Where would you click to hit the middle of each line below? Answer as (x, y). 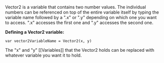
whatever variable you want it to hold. (43, 55)
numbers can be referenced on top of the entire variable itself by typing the (82, 12)
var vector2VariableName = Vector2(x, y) (49, 41)
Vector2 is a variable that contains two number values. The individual (76, 7)
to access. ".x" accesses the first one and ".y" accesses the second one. (79, 22)
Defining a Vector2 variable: (35, 32)
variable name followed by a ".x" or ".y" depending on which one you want (81, 17)
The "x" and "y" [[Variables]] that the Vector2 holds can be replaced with (80, 50)
